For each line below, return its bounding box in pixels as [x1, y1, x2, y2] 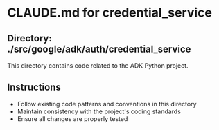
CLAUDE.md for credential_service [7, 5, 213, 21]
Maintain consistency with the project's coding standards [17, 107, 182, 115]
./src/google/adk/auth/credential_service [7, 43, 191, 55]
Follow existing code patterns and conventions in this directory [17, 100, 197, 108]
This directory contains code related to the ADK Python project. [7, 62, 189, 70]
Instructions [7, 82, 61, 93]
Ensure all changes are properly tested [17, 114, 128, 122]
